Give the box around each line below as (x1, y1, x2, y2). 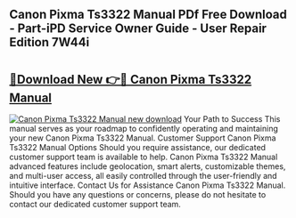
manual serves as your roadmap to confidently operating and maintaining (9, 124, 279, 133)
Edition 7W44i (9, 35, 90, 50)
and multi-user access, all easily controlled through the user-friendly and (9, 171, 278, 181)
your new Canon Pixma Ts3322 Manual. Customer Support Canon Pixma (9, 133, 276, 143)
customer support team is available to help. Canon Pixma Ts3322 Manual (9, 151, 278, 162)
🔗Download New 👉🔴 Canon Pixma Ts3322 (9, 71, 252, 87)
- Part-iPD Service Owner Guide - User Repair (9, 21, 267, 36)
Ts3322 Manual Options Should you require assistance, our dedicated (9, 142, 266, 152)
